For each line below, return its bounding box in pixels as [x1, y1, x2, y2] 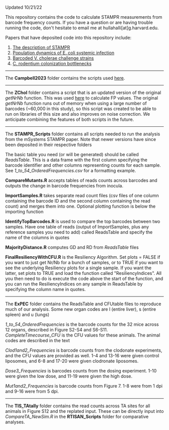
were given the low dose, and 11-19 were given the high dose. [5, 373, 133, 379]
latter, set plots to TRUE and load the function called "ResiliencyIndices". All [5, 270, 162, 276]
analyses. [5, 419, 25, 425]
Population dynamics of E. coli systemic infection [12, 50, 115, 56]
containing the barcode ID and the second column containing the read [5, 198, 151, 204]
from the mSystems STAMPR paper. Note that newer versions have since [5, 136, 156, 142]
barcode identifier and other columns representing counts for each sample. [5, 162, 161, 168]
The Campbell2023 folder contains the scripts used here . [5, 75, 125, 81]
